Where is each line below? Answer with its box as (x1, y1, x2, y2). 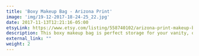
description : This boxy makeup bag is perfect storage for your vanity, (6, 30, 190, 36)
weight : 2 (6, 41, 31, 47)
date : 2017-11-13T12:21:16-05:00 (6, 19, 89, 25)
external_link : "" (6, 36, 52, 41)
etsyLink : (6, 24, 31, 31)
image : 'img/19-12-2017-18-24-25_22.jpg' (6, 14, 110, 20)
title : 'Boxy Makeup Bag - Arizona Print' (6, 8, 113, 15)
